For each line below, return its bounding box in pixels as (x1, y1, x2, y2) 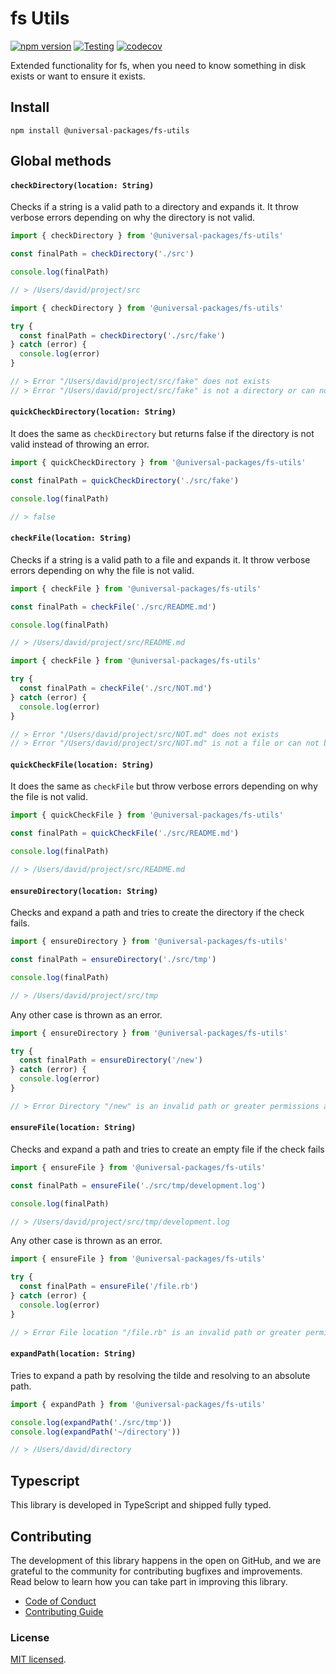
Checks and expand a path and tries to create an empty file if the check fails (10, 1143, 325, 1155)
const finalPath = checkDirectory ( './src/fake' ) (19, 330, 226, 341)
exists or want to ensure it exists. (10, 70, 146, 82)
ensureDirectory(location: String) (10, 886, 159, 896)
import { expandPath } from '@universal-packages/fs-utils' (10, 1399, 267, 1409)
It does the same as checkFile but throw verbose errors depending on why (10, 780, 318, 792)
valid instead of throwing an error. (10, 438, 150, 451)
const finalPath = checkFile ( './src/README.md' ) (10, 602, 217, 612)
